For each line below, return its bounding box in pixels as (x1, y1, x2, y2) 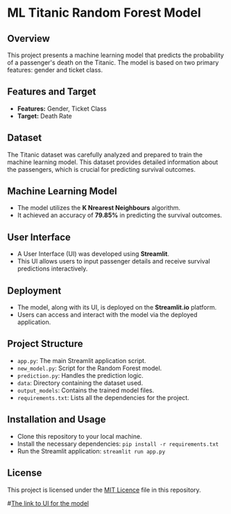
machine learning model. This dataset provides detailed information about (7, 158, 219, 166)
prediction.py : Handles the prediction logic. (17, 371, 144, 380)
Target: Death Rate (17, 111, 72, 120)
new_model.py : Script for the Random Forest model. (17, 364, 162, 372)
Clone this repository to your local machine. (17, 432, 142, 440)
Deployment (7, 284, 62, 296)
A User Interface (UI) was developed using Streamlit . (17, 250, 170, 258)
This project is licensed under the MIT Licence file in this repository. (7, 485, 201, 494)
